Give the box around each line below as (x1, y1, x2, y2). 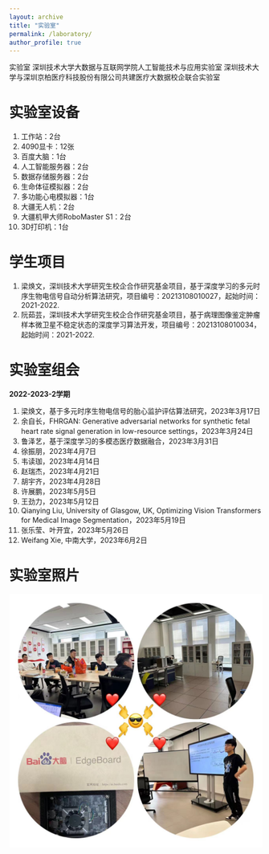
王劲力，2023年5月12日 (20, 496, 100, 506)
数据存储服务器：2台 (20, 172, 89, 182)
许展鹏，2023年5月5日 (20, 487, 96, 496)
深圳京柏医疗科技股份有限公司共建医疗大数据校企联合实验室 (22, 72, 220, 82)
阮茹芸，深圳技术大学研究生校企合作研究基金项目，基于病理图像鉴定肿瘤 (20, 310, 260, 320)
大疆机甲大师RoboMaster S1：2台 (20, 212, 132, 222)
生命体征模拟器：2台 (20, 182, 89, 192)
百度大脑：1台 (20, 152, 67, 161)
